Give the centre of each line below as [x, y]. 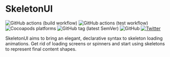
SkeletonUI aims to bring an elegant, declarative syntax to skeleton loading [84, 38]
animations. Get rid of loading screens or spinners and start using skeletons [85, 43]
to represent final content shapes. [41, 49]
